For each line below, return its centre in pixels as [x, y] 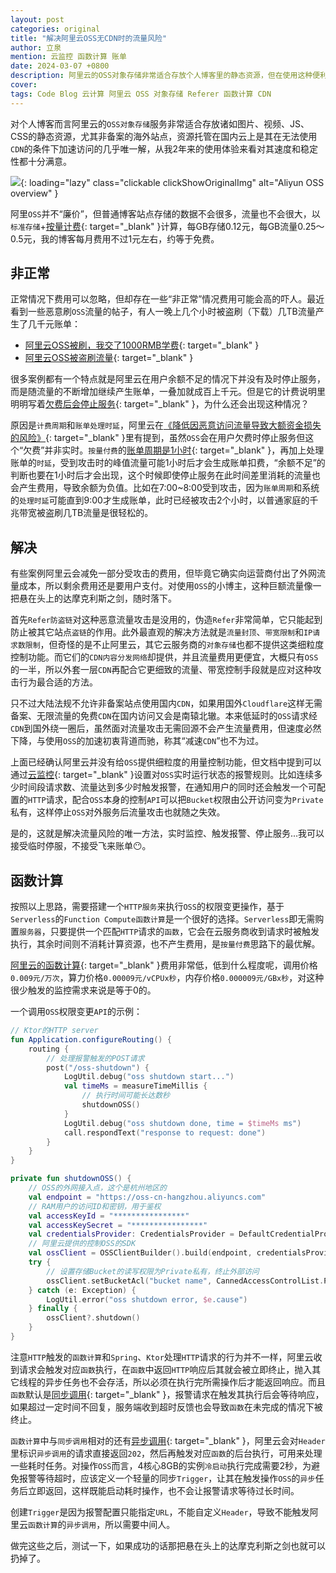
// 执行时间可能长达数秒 [125, 1096]
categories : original [55, 29]
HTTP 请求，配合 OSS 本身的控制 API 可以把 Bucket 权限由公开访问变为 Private [176, 800]
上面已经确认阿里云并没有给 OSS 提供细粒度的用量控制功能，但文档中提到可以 [166, 762]
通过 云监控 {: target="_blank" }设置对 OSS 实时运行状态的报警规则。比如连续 [162, 775]
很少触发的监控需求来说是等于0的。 [83, 990]
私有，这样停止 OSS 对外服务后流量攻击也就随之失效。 [118, 812]
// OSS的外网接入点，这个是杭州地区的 [97, 1188]
